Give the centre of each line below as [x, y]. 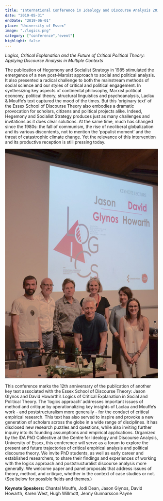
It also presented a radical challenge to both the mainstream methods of [77, 80]
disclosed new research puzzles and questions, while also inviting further [78, 427]
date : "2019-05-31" [25, 15]
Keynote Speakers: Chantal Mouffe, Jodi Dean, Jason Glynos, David [74, 488]
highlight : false [23, 41]
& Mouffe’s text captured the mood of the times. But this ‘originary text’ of [78, 101]
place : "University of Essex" [36, 26]
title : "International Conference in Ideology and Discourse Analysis [78, 10]
